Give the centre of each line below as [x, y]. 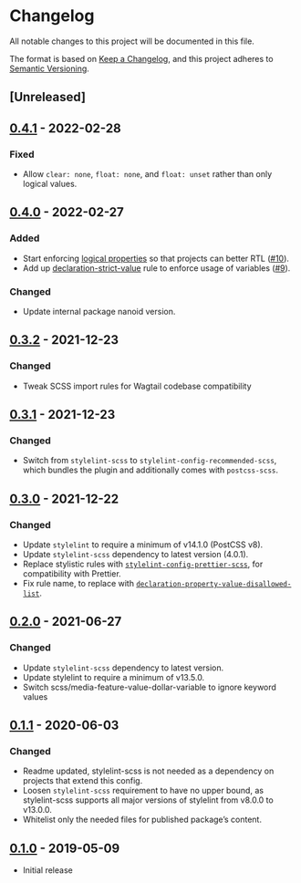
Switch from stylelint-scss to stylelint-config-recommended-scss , [150, 461]
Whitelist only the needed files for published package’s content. [142, 820]
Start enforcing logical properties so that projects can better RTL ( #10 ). [156, 258]
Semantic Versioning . [49, 68]
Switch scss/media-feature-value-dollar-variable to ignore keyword [149, 687]
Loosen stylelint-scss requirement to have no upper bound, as [143, 791]
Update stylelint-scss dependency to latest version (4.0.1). [135, 555]
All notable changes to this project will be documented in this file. [132, 41]
